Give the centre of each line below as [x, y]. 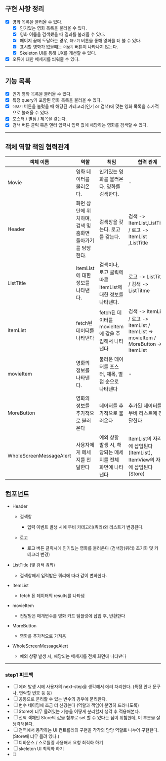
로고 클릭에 [111, 272]
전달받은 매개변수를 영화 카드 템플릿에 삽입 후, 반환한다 [72, 616]
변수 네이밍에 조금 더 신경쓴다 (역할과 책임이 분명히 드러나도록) [79, 705]
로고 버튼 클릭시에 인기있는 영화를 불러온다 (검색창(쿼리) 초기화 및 [90, 548]
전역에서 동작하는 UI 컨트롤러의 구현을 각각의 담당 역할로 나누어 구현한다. [89, 730]
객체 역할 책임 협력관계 [38, 147]
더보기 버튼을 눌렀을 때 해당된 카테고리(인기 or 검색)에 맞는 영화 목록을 [79, 106]
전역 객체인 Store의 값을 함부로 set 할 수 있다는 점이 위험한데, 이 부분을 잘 [89, 718]
